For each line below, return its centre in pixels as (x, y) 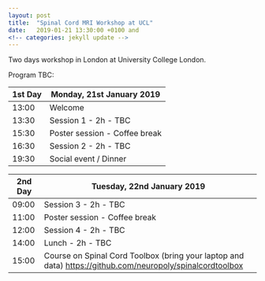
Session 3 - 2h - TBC (84, 205)
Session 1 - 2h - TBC (90, 120)
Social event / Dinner (88, 159)
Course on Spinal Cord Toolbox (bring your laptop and (144, 256)
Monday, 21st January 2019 (106, 94)
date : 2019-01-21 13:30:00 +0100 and (74, 30)
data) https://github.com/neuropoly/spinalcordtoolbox (144, 266)
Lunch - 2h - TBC (78, 243)
